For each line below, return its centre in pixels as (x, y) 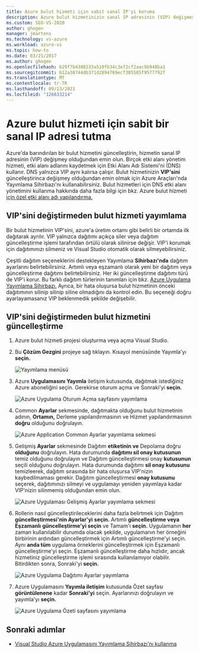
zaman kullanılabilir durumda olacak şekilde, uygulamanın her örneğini (100, 532)
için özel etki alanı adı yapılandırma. (49, 197)
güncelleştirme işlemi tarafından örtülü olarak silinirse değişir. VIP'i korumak (99, 243)
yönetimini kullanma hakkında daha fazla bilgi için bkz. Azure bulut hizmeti (97, 191)
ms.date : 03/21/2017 (32, 56)
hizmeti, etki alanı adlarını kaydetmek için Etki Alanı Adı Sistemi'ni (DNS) (94, 165)
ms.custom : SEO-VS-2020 (36, 23)
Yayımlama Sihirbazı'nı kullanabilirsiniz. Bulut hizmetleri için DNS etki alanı (96, 184)
